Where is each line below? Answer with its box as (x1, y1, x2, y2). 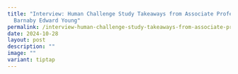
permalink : (7, 23, 40, 30)
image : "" (7, 50, 37, 57)
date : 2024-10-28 (7, 30, 59, 37)
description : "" (7, 43, 55, 50)
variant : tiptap (7, 56, 55, 63)
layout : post (7, 37, 46, 44)
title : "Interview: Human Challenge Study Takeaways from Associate (7, 10, 214, 18)
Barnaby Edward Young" (13, 17, 81, 24)
